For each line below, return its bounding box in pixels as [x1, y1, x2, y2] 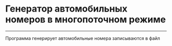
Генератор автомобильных [5, 3, 128, 15]
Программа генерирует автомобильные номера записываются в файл [5, 35, 160, 41]
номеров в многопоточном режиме [5, 14, 166, 25]
